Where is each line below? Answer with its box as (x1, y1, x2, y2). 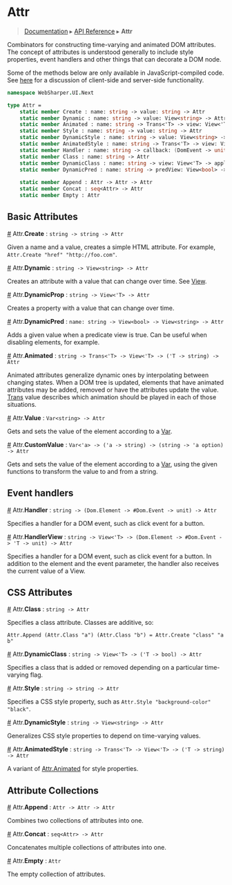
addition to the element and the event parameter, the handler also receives (7, 559, 220, 567)
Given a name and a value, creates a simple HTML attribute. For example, (7, 243, 216, 251)
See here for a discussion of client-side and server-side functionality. (7, 75, 204, 84)
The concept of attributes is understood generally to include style (7, 48, 194, 56)
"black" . (7, 705, 31, 713)
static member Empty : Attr (19, 192, 100, 199)
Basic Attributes (7, 211, 78, 223)
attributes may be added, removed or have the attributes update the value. (7, 385, 219, 394)
